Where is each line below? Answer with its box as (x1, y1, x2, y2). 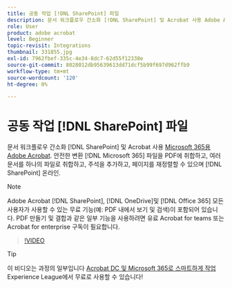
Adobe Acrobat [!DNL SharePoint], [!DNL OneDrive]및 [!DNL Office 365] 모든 (7, 197, 224, 205)
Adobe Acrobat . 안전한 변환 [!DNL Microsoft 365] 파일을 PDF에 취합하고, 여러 (7, 151, 221, 160)
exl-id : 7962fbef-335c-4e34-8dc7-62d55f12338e (7, 55, 144, 62)
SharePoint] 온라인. (7, 169, 61, 177)
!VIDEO (23, 236, 45, 245)
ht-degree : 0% (7, 81, 48, 88)
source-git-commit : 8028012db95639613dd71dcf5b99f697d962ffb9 (7, 61, 190, 68)
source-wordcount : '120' (7, 74, 79, 81)
